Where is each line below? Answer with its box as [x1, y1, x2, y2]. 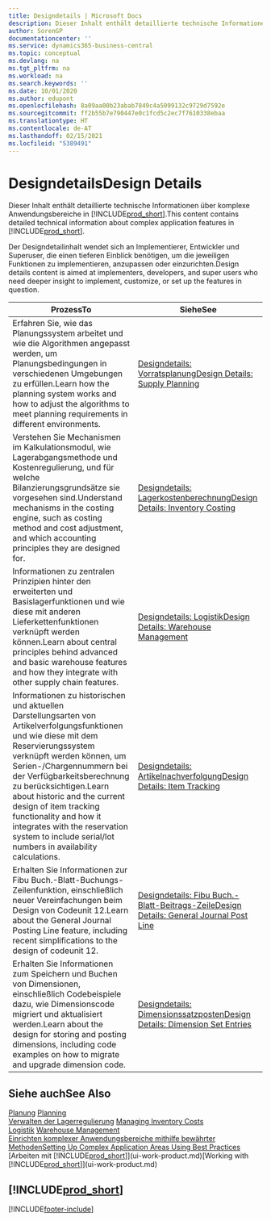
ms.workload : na [8, 72, 63, 80]
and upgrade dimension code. [12, 1059, 127, 1070]
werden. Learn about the [12, 1018, 103, 1030]
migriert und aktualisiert [12, 1009, 103, 1020]
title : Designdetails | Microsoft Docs [8, 11, 143, 20]
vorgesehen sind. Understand [12, 492, 123, 504]
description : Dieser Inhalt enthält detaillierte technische [8, 19, 219, 27]
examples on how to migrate [12, 1049, 120, 1060]
